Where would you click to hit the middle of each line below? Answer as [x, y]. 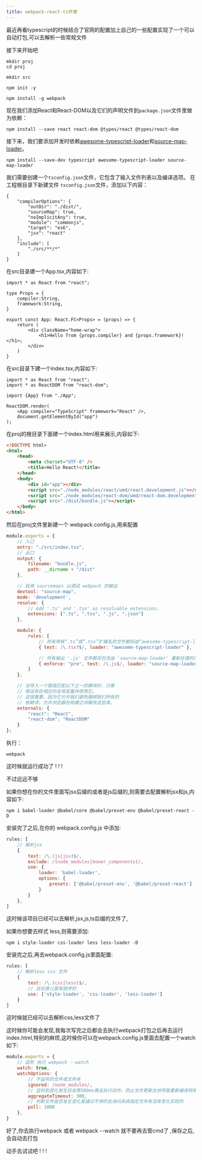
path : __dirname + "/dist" [62, 569]
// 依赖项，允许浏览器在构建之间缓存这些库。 [66, 703]
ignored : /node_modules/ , [60, 1085]
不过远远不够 [22, 779]
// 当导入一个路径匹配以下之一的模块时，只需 [66, 686]
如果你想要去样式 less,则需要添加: [48, 931]
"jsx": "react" [47, 233]
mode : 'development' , [44, 597]
